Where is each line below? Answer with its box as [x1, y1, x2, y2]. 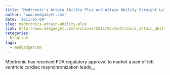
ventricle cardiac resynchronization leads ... [5, 64, 95, 70]
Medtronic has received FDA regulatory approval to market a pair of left [5, 58, 154, 64]
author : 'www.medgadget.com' [5, 12, 67, 17]
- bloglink [5, 36, 28, 41]
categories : [5, 31, 30, 36]
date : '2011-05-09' [5, 17, 47, 22]
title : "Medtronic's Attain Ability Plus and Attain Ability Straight [5, 7, 157, 13]
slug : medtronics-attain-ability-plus [5, 21, 87, 27]
